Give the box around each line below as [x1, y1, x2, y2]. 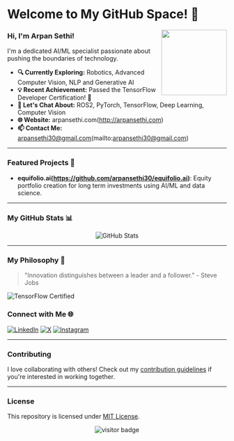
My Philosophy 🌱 [7, 256, 65, 265]
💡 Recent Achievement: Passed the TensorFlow [17, 86, 157, 94]
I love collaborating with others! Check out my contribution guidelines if [7, 365, 212, 373]
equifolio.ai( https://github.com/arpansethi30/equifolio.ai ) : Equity [17, 173, 212, 182]
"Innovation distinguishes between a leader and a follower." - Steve [24, 271, 217, 279]
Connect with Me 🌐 [7, 309, 75, 319]
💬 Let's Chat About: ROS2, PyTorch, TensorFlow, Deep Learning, [17, 101, 204, 109]
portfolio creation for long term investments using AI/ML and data [17, 181, 205, 189]
